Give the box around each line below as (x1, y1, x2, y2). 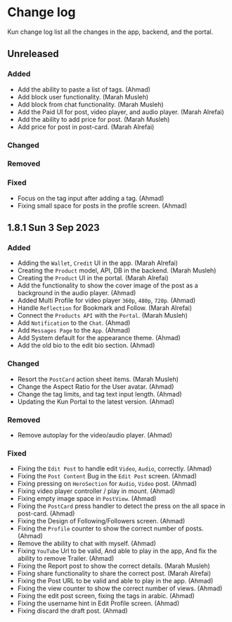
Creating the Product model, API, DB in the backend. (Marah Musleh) (17, 266, 217, 275)
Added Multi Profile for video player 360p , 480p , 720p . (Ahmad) (17, 297, 196, 305)
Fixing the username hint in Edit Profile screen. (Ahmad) (17, 599, 180, 608)
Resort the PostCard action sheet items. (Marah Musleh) (17, 375, 179, 383)
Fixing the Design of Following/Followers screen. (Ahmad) (17, 517, 186, 525)
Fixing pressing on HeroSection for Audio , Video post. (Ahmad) (17, 480, 197, 488)
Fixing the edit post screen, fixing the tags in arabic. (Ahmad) (17, 592, 195, 600)
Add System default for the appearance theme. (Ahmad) (17, 334, 181, 342)
